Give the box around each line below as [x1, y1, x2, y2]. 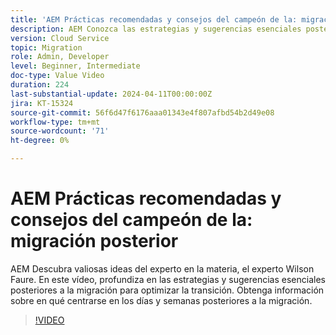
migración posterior [10, 230, 179, 253]
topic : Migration [10, 42, 83, 53]
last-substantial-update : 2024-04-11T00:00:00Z [10, 89, 213, 99]
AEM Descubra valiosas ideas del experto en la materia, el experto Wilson [10, 262, 315, 275]
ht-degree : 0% [10, 136, 70, 146]
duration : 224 [10, 80, 70, 90]
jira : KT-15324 [10, 98, 74, 108]
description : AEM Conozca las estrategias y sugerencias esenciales [10, 24, 302, 34]
